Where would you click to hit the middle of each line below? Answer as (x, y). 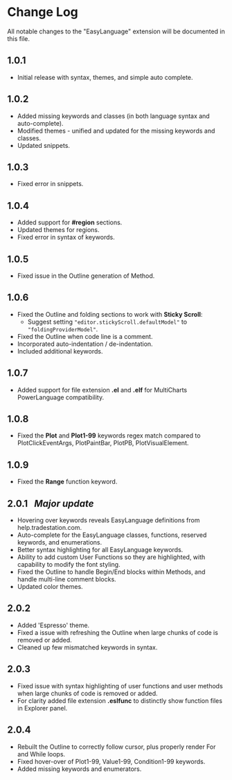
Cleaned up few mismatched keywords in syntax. (87, 647)
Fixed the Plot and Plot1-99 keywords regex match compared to (109, 435)
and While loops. (41, 754)
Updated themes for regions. (58, 230)
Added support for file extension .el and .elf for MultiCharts (102, 390)
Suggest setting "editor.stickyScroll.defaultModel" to (107, 322)
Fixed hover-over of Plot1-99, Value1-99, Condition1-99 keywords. (111, 761)
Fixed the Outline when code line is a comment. (85, 336)
